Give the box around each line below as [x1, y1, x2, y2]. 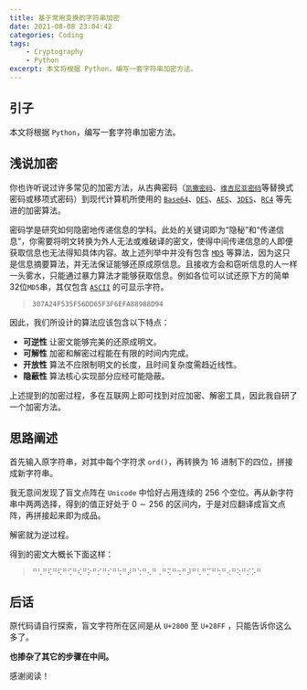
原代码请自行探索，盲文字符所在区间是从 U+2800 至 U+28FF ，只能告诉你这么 [9, 621, 292, 632]
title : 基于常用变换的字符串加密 [9, 13, 121, 23]
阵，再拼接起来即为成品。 [9, 510, 106, 521]
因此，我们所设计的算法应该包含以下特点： [9, 316, 170, 327]
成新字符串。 [9, 468, 58, 479]
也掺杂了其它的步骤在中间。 [9, 651, 114, 663]
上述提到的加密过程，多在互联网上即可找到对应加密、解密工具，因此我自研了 [9, 389, 298, 400]
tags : [9, 38, 30, 48]
